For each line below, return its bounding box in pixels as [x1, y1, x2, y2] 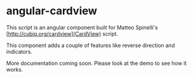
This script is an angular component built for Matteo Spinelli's [6, 24, 158, 31]
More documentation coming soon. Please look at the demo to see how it [6, 60, 187, 67]
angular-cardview [6, 4, 98, 18]
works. [6, 65, 23, 73]
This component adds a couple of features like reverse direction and [6, 42, 175, 49]
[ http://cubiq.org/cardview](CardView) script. [6, 30, 119, 37]
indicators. [6, 48, 33, 55]
